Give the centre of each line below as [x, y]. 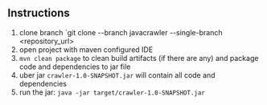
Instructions [39, 13]
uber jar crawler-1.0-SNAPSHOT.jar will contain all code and [117, 75]
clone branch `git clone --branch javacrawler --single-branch [121, 32]
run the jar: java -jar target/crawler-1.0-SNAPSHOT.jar [112, 92]
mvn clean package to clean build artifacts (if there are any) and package [139, 58]
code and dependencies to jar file [75, 67]
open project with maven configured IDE [86, 49]
